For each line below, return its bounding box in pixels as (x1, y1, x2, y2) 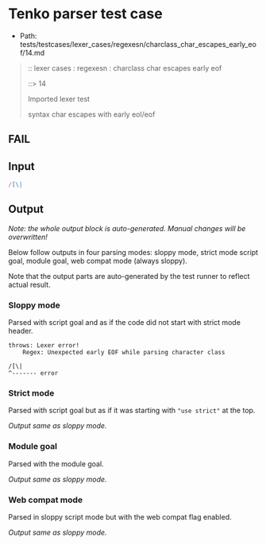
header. (8, 327, 33, 336)
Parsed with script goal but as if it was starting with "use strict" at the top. (8, 406, 256, 416)
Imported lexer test (27, 94, 90, 103)
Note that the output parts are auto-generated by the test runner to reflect (8, 271, 250, 280)
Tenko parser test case (8, 5, 163, 23)
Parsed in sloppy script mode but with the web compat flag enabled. (8, 512, 232, 522)
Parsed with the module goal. (8, 458, 105, 469)
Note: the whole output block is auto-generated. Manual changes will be (8, 223, 246, 233)
